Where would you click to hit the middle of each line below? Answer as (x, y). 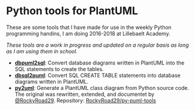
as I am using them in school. (42, 51)
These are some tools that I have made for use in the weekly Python (89, 27)
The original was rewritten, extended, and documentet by (84, 94)
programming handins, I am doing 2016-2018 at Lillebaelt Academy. (88, 33)
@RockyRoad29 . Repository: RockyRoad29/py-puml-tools (85, 100)
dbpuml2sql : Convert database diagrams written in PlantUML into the (100, 63)
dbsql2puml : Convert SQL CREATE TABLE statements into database (97, 75)
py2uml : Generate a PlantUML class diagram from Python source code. (102, 88)
